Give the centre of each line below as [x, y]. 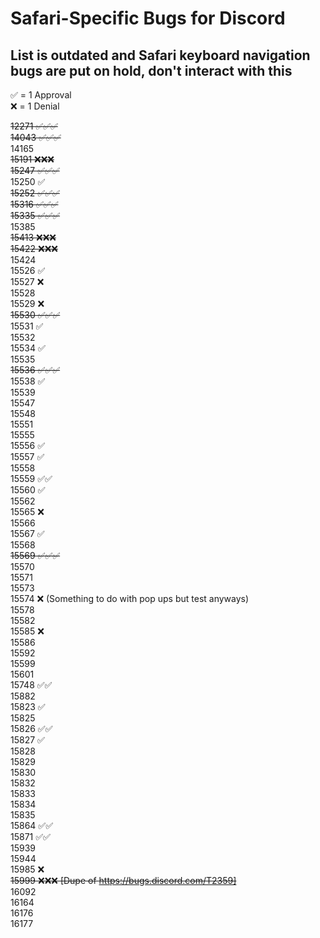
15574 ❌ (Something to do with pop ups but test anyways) [130, 598]
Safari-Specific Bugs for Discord [148, 18]
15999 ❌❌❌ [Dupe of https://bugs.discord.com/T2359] [123, 880]
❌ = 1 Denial [35, 106]
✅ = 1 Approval [41, 95]
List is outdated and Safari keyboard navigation [160, 55]
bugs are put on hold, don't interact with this [151, 70]
